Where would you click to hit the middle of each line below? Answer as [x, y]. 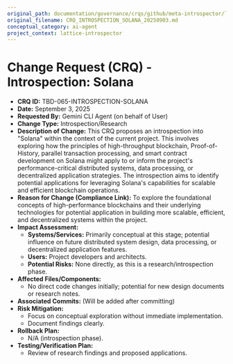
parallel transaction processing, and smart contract [114, 153]
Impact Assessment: [48, 228]
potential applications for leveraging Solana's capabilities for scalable [116, 183]
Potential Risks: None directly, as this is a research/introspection [120, 264]
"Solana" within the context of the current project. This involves [108, 139]
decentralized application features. [77, 250]
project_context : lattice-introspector [65, 33]
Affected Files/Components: [59, 279]
